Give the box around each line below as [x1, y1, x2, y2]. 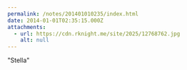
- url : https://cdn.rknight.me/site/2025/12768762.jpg [14, 30, 181, 37]
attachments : [7, 23, 46, 30]
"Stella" [7, 56, 30, 64]
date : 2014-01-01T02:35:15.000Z [7, 17, 103, 24]
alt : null [20, 37, 50, 44]
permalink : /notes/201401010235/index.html [7, 10, 139, 18]
